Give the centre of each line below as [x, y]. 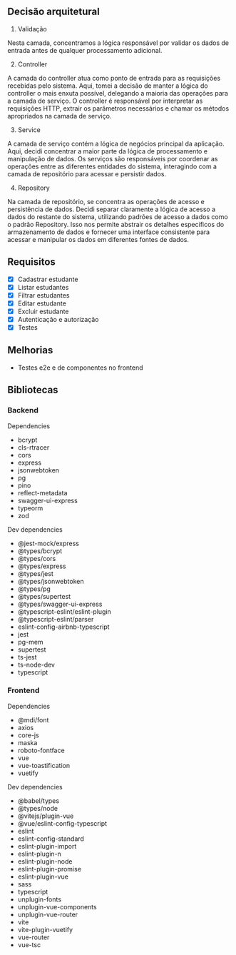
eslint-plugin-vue [43, 876]
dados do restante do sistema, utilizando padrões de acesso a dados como [118, 216]
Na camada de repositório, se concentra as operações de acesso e [106, 201]
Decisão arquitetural [53, 12]
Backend [23, 410]
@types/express [42, 566]
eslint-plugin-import [47, 846]
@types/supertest [44, 596]
